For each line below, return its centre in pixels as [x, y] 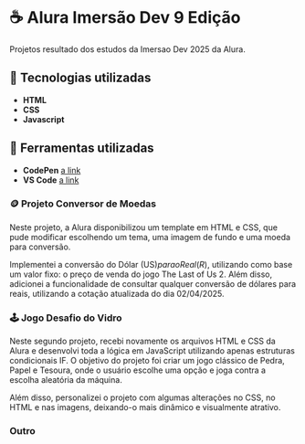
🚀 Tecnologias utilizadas [80, 78]
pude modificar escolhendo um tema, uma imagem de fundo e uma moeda [150, 237]
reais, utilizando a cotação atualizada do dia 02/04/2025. [117, 293]
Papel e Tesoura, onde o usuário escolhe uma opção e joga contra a [138, 370]
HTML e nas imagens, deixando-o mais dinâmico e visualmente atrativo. [145, 407]
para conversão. [40, 247]
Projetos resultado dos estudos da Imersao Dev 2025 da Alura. [128, 49]
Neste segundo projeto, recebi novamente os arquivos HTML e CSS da [142, 341]
